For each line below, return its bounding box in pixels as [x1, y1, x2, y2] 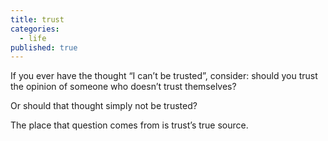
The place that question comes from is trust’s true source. [10, 119, 249, 131]
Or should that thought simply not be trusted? [10, 100, 198, 112]
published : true [10, 42, 78, 53]
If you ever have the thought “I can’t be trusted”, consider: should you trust [10, 70, 318, 82]
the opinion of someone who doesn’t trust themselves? [10, 81, 237, 93]
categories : [10, 24, 60, 34]
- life [19, 33, 47, 43]
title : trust [10, 14, 65, 25]
